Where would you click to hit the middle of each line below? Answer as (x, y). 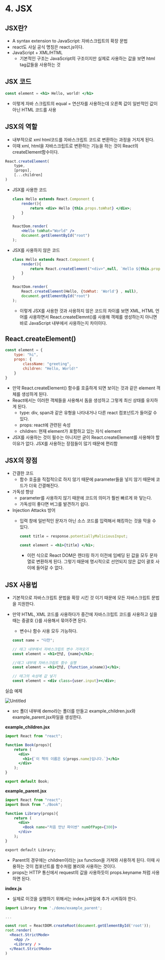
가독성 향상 (23, 492)
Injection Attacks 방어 (34, 510)
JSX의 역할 (21, 127)
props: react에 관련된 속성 (45, 425)
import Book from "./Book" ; (34, 804)
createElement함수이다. (35, 152)
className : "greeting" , (47, 364)
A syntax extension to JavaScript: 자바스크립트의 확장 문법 (70, 41)
